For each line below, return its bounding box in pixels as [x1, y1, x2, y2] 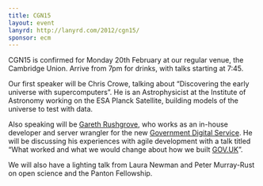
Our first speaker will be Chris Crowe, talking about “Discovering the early [8, 79, 250, 89]
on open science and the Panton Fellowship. [8, 169, 153, 178]
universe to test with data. [8, 104, 93, 114]
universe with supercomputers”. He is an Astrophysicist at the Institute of [8, 88, 246, 97]
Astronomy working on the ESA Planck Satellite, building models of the [8, 96, 239, 105]
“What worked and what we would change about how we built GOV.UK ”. [8, 145, 243, 154]
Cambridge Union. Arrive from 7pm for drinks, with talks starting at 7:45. [8, 64, 244, 74]
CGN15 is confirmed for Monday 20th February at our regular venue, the [8, 55, 244, 65]
